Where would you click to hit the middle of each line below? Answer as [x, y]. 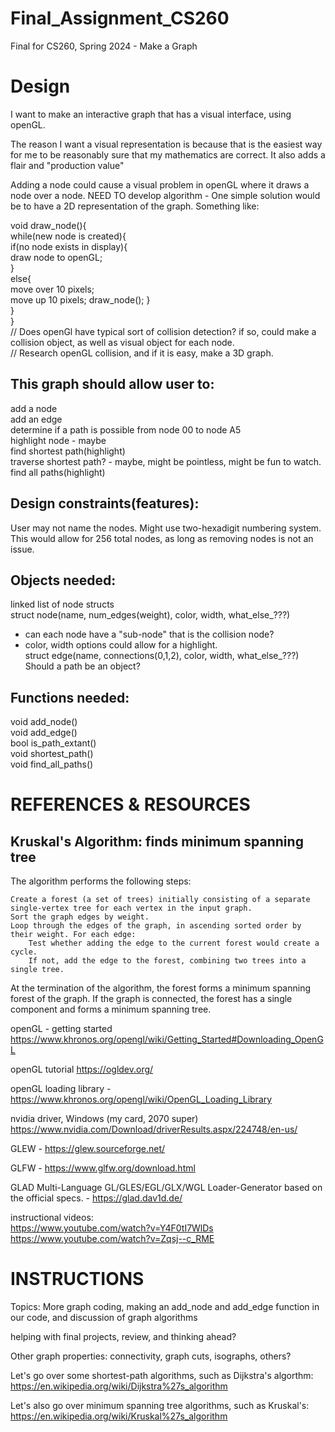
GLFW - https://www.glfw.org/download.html [103, 1168]
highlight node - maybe [58, 440]
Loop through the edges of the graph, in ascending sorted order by [156, 926]
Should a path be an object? [82, 666]
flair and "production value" [67, 165]
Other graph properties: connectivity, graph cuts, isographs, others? [151, 1356]
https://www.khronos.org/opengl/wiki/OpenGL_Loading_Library [141, 1099]
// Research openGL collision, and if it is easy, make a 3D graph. [142, 353]
